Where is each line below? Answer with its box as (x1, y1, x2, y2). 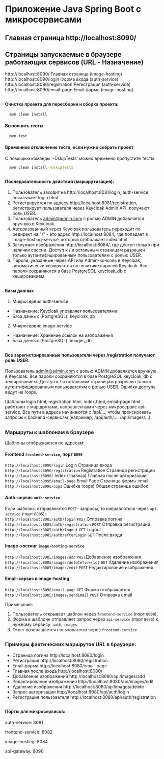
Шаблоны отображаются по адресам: (5, 440, 85, 446)
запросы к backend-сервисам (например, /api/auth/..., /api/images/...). (5, 414, 152, 420)
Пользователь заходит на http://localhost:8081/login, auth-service (12, 189, 149, 195)
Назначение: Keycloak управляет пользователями (12, 308, 118, 314)
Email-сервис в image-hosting (5, 576, 70, 581)
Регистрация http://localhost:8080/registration (12, 657, 108, 663)
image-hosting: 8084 (5, 738, 48, 744)
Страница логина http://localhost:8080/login (12, 652, 104, 658)
